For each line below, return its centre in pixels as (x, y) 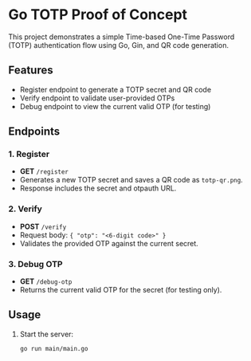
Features (31, 71)
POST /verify (43, 226)
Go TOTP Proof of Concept (98, 15)
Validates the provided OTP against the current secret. (109, 243)
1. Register (29, 155)
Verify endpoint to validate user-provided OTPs (97, 98)
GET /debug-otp (46, 281)
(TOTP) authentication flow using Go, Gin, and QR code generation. (119, 45)
